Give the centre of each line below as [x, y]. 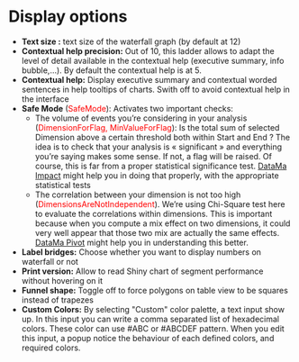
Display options [68, 17]
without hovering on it [62, 280]
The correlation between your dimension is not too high [138, 195]
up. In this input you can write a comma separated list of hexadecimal [150, 319]
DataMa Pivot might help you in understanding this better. [141, 242]
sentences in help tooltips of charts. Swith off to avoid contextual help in [155, 89]
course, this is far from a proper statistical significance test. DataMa [161, 166]
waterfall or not [50, 261]
